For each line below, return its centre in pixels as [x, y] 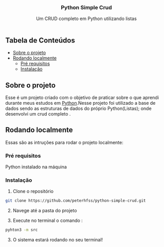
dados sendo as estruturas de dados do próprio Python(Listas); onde [78, 108]
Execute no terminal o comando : [48, 221]
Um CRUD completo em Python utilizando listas [86, 18]
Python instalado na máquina [36, 167]
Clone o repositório [33, 192]
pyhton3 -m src [22, 230]
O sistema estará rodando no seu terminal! [58, 240]
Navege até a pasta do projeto [45, 211]
